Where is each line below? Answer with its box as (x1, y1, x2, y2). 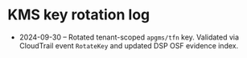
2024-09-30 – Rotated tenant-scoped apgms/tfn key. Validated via (19, 32, 239, 42)
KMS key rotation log (7, 6, 150, 24)
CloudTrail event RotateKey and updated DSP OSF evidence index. (19, 40, 239, 50)
